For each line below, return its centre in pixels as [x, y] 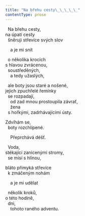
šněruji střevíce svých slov [35, 40]
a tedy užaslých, [27, 75]
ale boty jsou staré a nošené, [38, 85]
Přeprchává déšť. [28, 137]
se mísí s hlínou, [24, 158]
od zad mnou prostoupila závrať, [44, 101]
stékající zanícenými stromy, [35, 152]
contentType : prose [26, 15]
